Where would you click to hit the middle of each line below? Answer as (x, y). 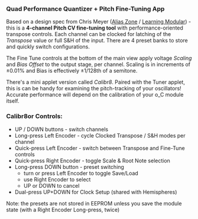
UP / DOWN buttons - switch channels (61, 129)
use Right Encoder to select (57, 179)
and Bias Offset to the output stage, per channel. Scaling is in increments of (98, 64)
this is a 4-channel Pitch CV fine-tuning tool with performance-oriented (95, 28)
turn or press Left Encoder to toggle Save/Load (81, 173)
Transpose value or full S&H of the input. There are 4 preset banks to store (97, 41)
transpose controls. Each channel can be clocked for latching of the (89, 34)
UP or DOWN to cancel (51, 185)
